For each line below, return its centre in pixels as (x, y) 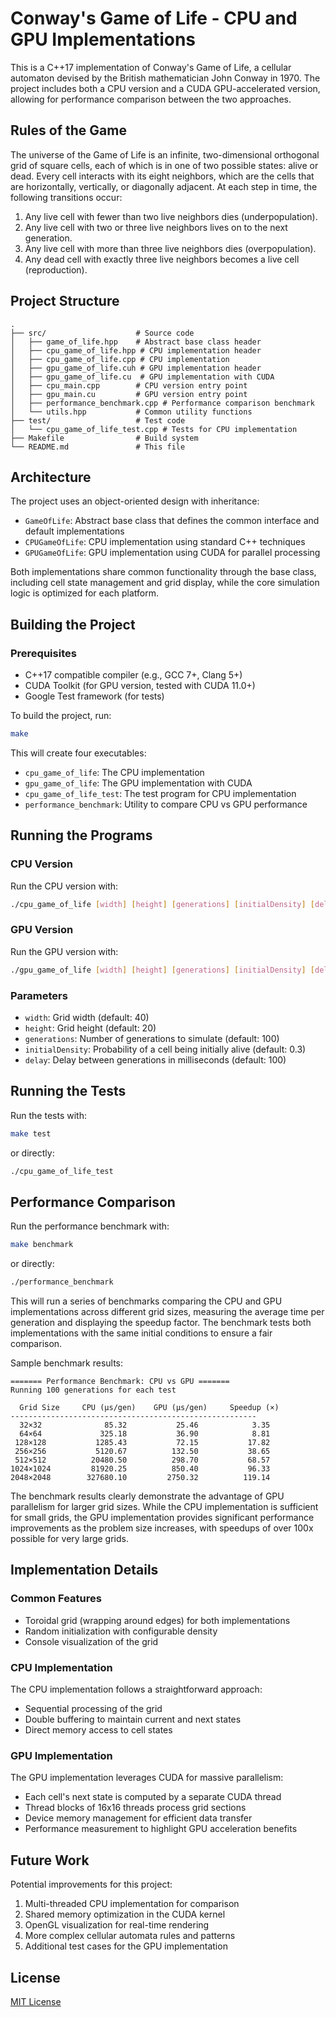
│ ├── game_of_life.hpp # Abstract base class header (136, 342)
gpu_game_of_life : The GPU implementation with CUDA (138, 783)
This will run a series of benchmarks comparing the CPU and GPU (146, 1301)
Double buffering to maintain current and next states (133, 1719)
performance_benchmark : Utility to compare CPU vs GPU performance (166, 804)
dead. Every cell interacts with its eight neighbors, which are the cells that (162, 176)
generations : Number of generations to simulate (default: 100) (152, 1038)
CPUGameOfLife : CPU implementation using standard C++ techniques (165, 542)
